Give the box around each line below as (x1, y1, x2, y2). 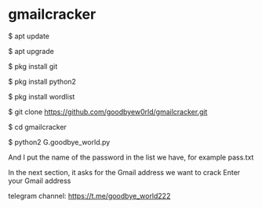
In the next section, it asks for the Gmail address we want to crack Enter (8, 167, 241, 177)
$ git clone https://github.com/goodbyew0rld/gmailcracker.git (8, 107, 208, 117)
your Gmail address (8, 176, 71, 185)
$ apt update (8, 31, 49, 41)
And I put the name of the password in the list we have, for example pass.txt (8, 152, 254, 162)
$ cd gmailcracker (8, 122, 67, 131)
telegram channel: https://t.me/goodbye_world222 (8, 191, 171, 200)
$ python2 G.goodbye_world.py (8, 137, 111, 146)
